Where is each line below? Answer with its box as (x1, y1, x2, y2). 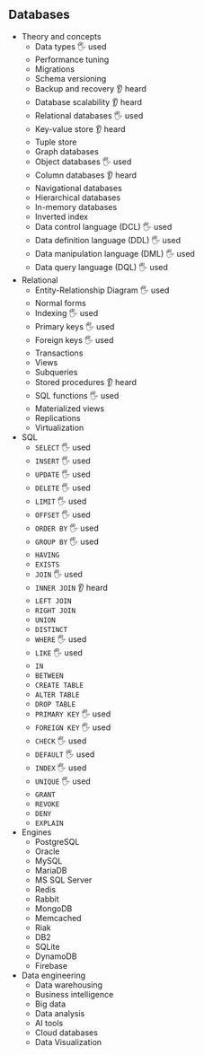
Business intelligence (34, 989, 114, 999)
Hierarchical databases (34, 192, 121, 203)
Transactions (34, 347, 84, 358)
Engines (21, 826, 52, 838)
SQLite (34, 941, 60, 952)
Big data (34, 998, 67, 1009)
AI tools (34, 1017, 64, 1028)
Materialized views (34, 403, 105, 414)
